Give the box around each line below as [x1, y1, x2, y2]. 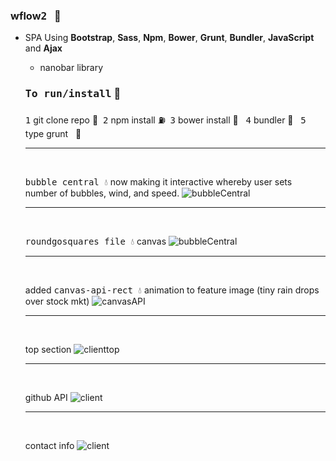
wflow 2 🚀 [10, 9, 62, 23]
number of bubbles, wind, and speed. [24, 187, 180, 199]
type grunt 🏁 [24, 127, 82, 139]
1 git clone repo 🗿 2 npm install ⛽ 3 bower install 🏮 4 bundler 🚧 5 [24, 114, 307, 126]
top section [24, 343, 72, 355]
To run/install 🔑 [24, 87, 122, 101]
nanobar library [39, 62, 104, 74]
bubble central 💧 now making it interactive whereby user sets [24, 175, 293, 188]
